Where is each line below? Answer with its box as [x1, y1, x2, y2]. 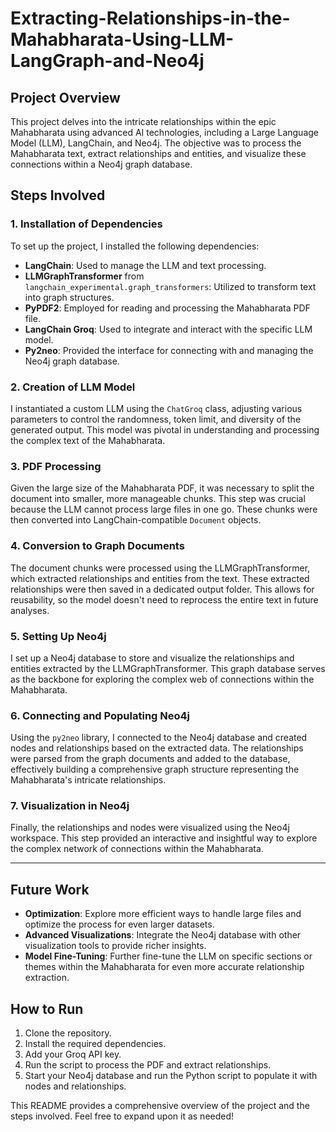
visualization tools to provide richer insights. [24, 940, 207, 952]
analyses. [10, 604, 50, 616]
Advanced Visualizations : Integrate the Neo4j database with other [24, 929, 302, 941]
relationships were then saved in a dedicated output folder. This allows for [10, 583, 315, 595]
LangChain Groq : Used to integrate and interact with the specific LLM [24, 323, 313, 335]
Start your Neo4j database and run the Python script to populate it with [24, 1070, 318, 1082]
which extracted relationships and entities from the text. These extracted [10, 572, 310, 584]
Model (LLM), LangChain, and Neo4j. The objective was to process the [10, 137, 302, 149]
